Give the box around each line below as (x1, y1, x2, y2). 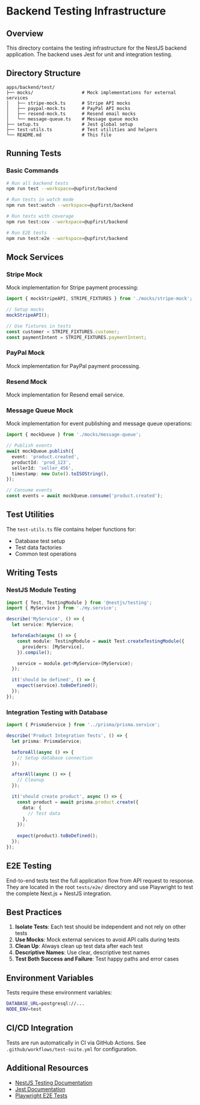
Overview (6, 28, 44, 39)
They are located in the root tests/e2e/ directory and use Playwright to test (6, 883, 193, 890)
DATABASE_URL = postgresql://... (6, 1000, 85, 1007)
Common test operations (14, 550, 77, 557)
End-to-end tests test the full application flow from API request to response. (6, 877, 195, 884)
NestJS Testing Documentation (14, 1079, 93, 1086)
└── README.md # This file (6, 132, 112, 138)
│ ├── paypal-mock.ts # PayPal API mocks (6, 105, 131, 111)
